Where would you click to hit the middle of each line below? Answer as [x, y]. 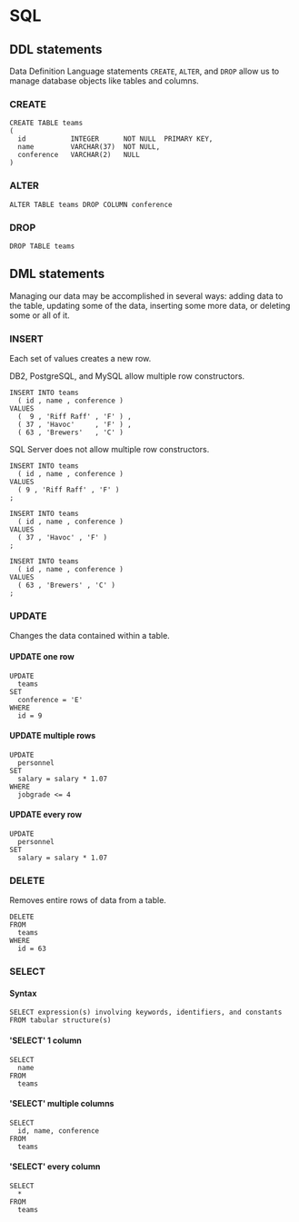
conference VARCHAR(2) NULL [79, 155]
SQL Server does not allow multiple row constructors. [110, 449]
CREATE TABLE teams [46, 124]
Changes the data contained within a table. [90, 636]
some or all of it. [40, 315]
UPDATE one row [42, 656]
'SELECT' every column [55, 1167]
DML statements [57, 274]
